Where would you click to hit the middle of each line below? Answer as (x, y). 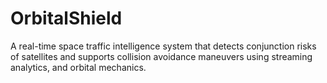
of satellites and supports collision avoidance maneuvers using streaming (161, 56)
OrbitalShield (66, 18)
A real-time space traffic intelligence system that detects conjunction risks (163, 46)
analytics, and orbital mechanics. (78, 67)
